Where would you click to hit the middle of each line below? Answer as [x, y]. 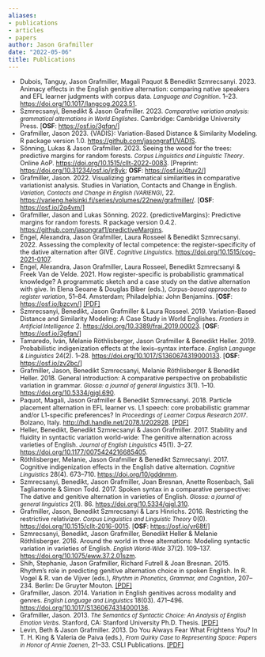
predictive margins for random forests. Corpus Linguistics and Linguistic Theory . [132, 155]
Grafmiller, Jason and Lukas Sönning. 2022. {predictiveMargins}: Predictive [130, 215]
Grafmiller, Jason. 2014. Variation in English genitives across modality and [128, 593]
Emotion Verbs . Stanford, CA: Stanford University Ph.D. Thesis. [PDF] [119, 623]
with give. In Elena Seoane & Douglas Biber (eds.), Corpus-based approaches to [133, 289]
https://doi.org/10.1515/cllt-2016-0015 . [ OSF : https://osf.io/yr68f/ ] [115, 526]
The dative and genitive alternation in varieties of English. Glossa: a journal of [131, 496]
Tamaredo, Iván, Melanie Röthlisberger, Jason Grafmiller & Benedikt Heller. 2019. [138, 341]
